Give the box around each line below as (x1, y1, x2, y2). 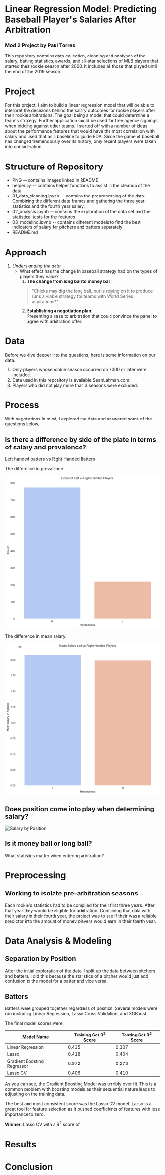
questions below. (5, 421, 40, 427)
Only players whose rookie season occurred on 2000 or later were (12, 367, 147, 373)
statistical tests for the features (12, 214, 75, 220)
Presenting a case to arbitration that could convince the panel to (27, 313, 157, 319)
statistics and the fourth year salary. (12, 203, 85, 209)
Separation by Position (5, 954, 76, 963)
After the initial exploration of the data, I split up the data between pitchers (5, 968, 156, 974)
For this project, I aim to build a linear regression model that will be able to (5, 102, 155, 108)
